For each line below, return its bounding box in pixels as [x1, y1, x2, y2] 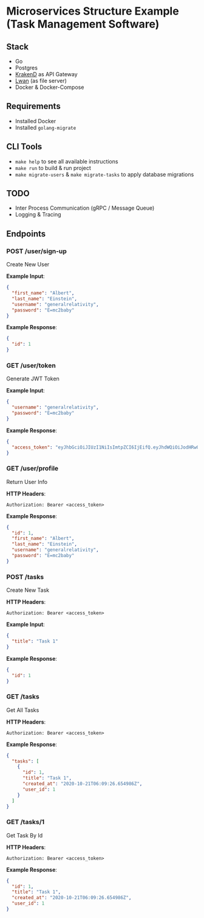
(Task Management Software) [6, 17, 160, 31]
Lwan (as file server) [15, 77, 67, 84]
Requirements [6, 101, 61, 112]
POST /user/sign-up [6, 247, 67, 255]
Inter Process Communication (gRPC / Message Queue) [15, 204, 155, 212]
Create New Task [6, 586, 50, 594]
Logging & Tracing [15, 211, 62, 218]
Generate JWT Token [6, 375, 59, 382]
